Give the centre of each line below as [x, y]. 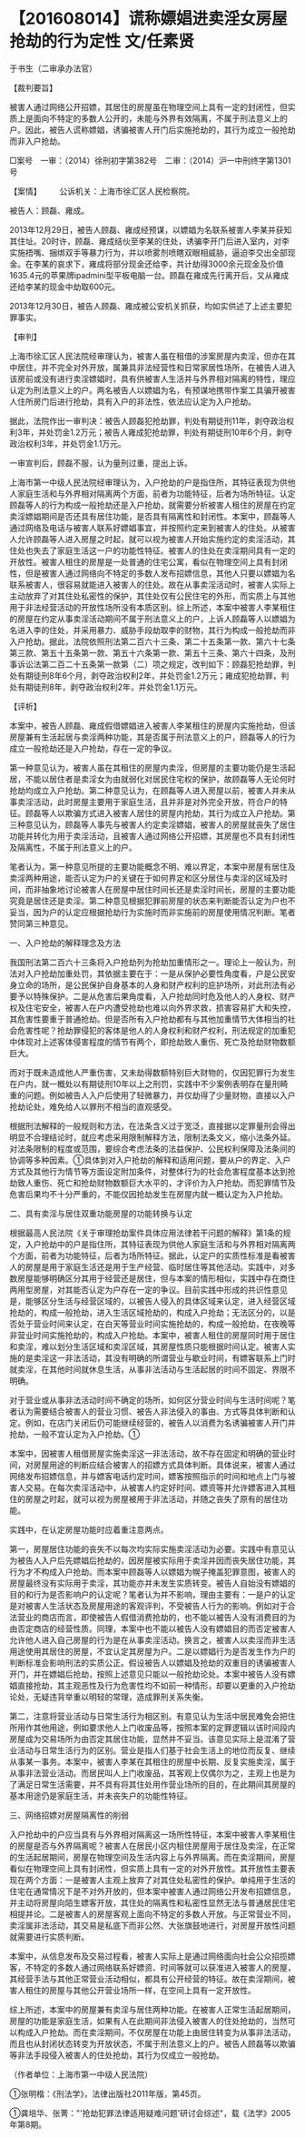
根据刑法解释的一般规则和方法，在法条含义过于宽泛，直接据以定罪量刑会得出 [152, 1125]
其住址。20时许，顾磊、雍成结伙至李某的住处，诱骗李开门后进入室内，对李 [150, 241]
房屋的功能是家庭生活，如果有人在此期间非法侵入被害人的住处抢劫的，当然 [148, 2021]
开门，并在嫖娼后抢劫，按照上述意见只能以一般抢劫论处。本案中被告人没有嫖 [152, 1674]
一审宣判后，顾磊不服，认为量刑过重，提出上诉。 [101, 463]
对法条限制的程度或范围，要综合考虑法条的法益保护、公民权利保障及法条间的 [152, 1148]
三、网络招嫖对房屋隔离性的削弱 [69, 1815]
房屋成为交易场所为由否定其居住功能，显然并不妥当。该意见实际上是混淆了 [148, 1739]
